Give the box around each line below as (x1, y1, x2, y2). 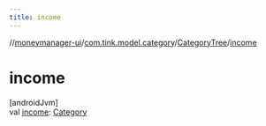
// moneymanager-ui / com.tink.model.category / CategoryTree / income (9, 37, 258, 48)
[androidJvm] (9, 97, 59, 107)
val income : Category (9, 107, 87, 117)
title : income (9, 12, 62, 22)
